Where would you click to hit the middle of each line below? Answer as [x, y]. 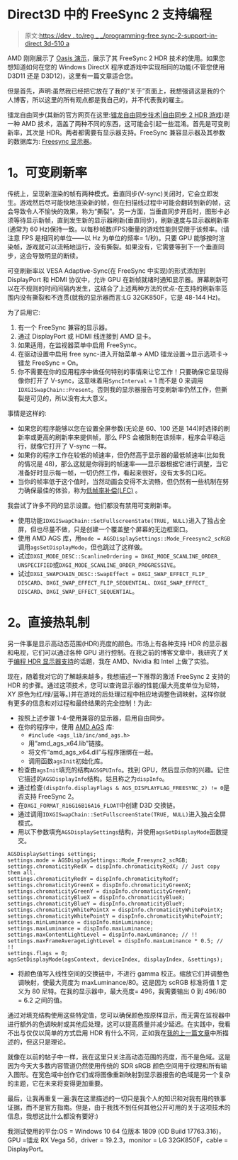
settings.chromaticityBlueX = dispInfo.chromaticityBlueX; [96, 897]
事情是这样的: [27, 413]
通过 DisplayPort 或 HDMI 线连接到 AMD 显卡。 [86, 336]
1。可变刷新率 [47, 173]
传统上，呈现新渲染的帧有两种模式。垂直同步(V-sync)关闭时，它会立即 [110, 193]
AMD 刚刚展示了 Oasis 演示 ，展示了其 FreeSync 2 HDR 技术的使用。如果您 [116, 58]
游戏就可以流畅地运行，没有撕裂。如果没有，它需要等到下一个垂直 [122, 247]
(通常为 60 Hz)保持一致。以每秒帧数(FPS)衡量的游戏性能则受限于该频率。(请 [119, 229]
